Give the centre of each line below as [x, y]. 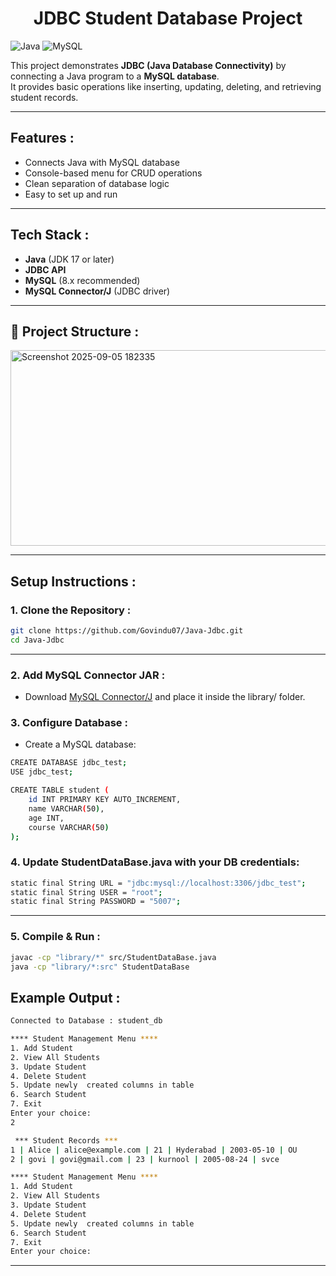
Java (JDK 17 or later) [69, 259]
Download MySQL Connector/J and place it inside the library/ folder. [165, 697]
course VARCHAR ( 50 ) [69, 827]
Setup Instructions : [73, 581]
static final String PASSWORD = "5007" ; [96, 902]
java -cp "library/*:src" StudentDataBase [100, 967]
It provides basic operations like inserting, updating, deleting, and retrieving [166, 86]
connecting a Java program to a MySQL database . [115, 76]
